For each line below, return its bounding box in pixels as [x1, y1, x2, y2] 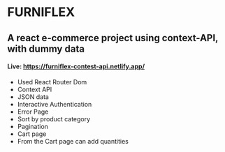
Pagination [17, 122, 49, 130]
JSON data [17, 92, 49, 101]
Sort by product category [17, 114, 91, 123]
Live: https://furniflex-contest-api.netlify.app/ [7, 62, 145, 70]
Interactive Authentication [17, 100, 92, 108]
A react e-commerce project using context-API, [7, 32, 219, 44]
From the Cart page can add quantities [17, 137, 129, 145]
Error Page [17, 107, 49, 116]
